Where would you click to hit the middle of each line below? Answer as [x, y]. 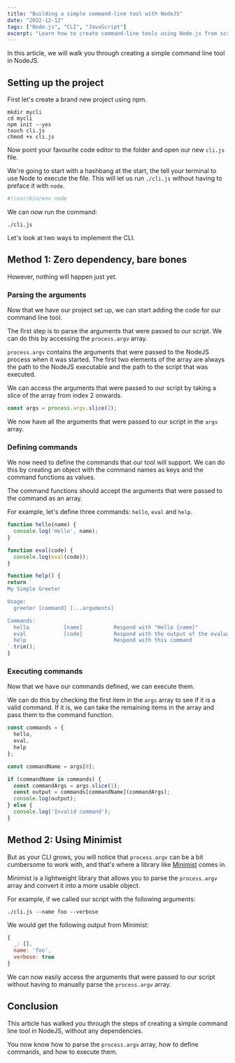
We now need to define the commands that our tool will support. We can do [116, 462]
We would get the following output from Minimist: [78, 924]
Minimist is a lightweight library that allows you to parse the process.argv [113, 878]
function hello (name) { [42, 525]
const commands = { [36, 728]
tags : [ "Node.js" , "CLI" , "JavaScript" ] [67, 27]
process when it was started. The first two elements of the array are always [116, 360]
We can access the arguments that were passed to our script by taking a [112, 388]
